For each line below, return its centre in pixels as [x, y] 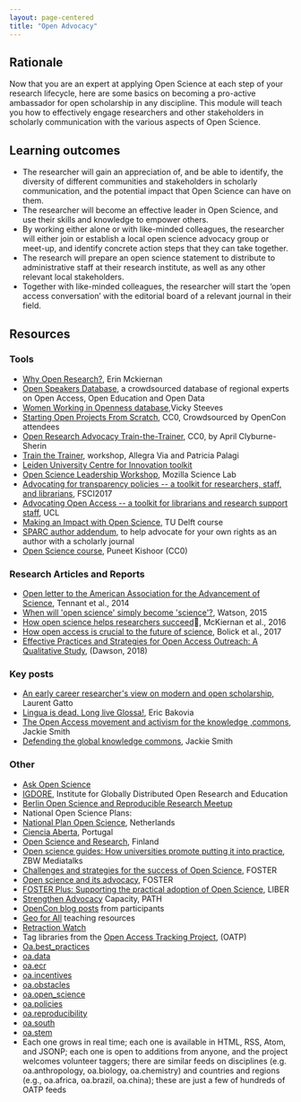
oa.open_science [54, 994]
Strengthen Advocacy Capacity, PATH [92, 898]
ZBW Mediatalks [52, 860]
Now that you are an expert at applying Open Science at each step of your [146, 84]
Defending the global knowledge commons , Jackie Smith [128, 741]
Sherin [34, 445]
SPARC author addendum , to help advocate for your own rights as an [150, 532]
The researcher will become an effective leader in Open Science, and [150, 210]
